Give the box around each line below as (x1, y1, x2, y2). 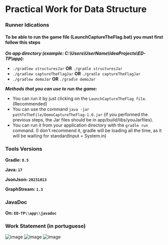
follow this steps (5, 39, 41, 45)
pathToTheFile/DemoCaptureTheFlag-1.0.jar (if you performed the (12, 111, 148, 117)
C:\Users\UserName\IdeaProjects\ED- (64, 50, 146, 56)
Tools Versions (5, 146, 43, 153)
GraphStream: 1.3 (5, 186, 44, 192)
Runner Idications (5, 22, 50, 29)
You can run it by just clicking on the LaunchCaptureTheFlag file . (12, 95, 146, 101)
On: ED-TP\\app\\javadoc (5, 210, 57, 216)
